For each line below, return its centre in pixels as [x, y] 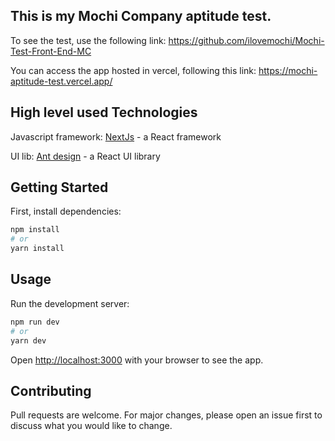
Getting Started [59, 187]
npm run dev [35, 322]
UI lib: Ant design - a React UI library [85, 156]
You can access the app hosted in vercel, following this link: [133, 70]
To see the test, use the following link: [88, 40]
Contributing [51, 390]
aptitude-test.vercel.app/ [61, 81]
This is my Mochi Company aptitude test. [141, 16]
